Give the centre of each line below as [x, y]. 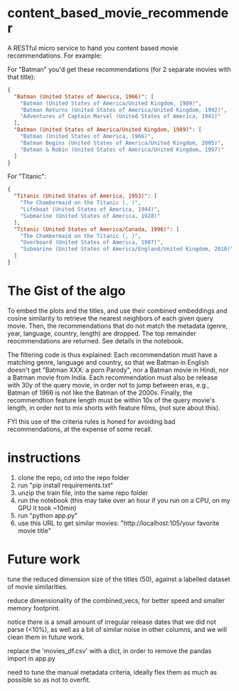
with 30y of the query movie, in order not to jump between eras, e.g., [108, 385]
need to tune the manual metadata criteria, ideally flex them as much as [112, 672]
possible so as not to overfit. [49, 680]
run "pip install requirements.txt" [65, 485]
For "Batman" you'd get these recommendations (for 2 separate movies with [119, 69]
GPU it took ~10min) [47, 508]
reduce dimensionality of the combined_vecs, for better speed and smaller [116, 601]
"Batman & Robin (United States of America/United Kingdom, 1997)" [122, 150]
